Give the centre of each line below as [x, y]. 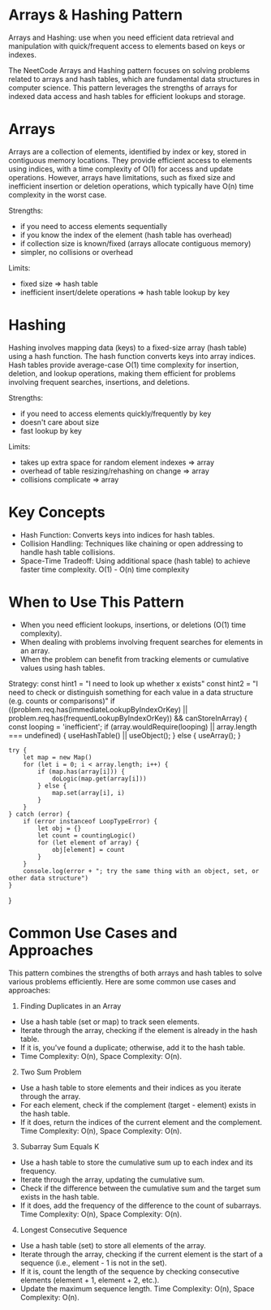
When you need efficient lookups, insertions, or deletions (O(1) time [133, 625]
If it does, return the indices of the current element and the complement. [141, 1122]
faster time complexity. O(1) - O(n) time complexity [105, 569]
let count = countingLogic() [87, 835]
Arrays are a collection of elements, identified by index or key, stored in [127, 151]
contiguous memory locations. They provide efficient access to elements [130, 160]
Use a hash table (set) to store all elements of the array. [113, 1245]
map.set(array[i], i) [88, 793]
